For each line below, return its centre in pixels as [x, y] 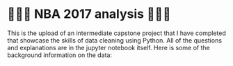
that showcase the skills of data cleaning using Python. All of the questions [115, 40]
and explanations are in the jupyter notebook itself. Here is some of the [109, 47]
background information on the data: [60, 55]
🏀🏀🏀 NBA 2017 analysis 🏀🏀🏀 [89, 14]
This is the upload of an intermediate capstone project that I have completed [116, 33]
